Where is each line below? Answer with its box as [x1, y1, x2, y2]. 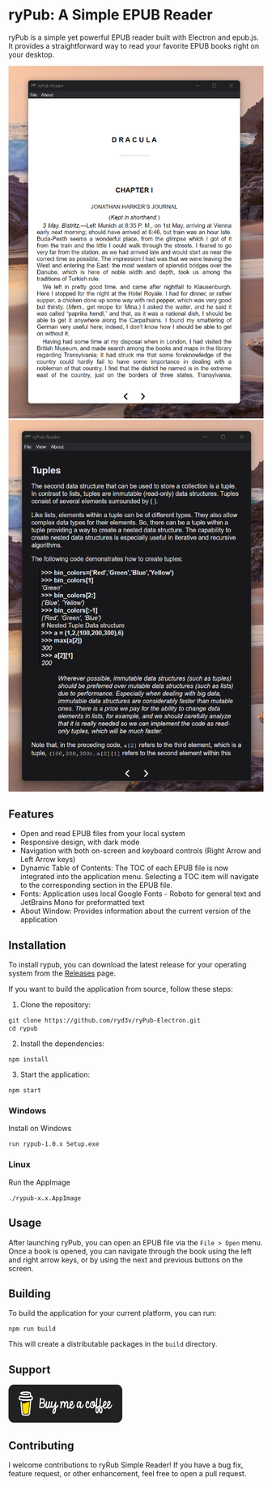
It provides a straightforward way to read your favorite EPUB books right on [8, 41, 260, 50]
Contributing [8, 1438, 74, 1452]
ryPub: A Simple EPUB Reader [8, 6, 213, 24]
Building [8, 1287, 51, 1300]
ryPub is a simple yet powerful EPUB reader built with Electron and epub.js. [8, 32, 259, 42]
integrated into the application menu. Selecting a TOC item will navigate [19, 872, 259, 882]
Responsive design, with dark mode [19, 837, 140, 848]
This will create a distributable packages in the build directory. [8, 1339, 218, 1349]
